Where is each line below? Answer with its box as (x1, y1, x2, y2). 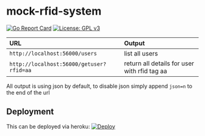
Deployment (6, 107, 54, 117)
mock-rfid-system (6, 4, 102, 18)
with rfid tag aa (124, 66, 168, 75)
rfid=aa (9, 66, 32, 74)
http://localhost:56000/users (9, 50, 98, 57)
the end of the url (6, 88, 50, 96)
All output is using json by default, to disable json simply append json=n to (6, 82, 193, 90)
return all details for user (124, 59, 195, 68)
